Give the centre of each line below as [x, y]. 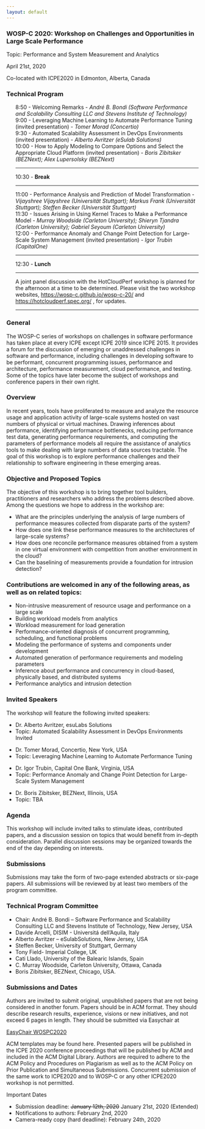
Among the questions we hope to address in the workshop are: [85, 505]
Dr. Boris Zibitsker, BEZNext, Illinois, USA [66, 792]
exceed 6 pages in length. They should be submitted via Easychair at [93, 1020]
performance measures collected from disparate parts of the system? [103, 523]
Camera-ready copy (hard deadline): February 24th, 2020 [88, 1119]
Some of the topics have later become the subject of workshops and [92, 375]
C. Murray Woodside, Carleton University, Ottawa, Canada [88, 965]
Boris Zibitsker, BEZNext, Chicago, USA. [65, 971]
